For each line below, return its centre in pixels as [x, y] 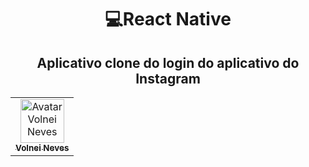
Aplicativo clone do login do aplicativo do [168, 62]
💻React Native [168, 19]
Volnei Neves [42, 147]
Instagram [168, 78]
